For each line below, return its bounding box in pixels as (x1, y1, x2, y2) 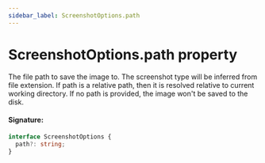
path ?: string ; (15, 140, 66, 148)
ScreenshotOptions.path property (8, 45, 238, 63)
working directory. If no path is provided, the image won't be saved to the (8, 89, 248, 98)
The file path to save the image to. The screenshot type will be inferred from (8, 72, 258, 81)
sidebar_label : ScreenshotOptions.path (8, 11, 140, 20)
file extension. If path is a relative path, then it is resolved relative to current (8, 80, 255, 89)
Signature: (8, 116, 44, 125)
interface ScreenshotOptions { (8, 132, 112, 141)
